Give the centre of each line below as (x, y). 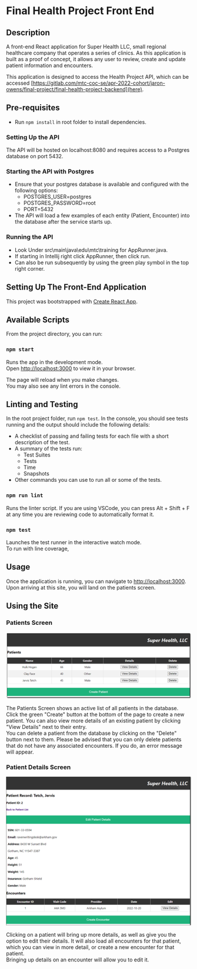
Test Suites (37, 455)
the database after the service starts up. (63, 222)
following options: (36, 191)
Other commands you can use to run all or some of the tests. (88, 480)
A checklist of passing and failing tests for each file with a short (91, 436)
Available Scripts (38, 320)
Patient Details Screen (39, 767)
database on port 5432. (35, 156)
